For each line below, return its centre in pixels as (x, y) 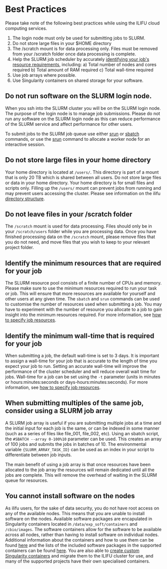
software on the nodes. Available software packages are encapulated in (79, 519)
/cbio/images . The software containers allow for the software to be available (83, 529)
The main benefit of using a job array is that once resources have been (78, 464)
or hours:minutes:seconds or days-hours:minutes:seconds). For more (77, 382)
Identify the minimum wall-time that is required (80, 336)
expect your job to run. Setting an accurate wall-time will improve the (76, 366)
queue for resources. (27, 480)
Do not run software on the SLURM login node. (79, 96)
